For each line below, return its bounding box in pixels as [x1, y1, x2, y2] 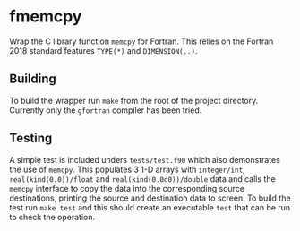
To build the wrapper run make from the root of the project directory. [9, 95, 259, 106]
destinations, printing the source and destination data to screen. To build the [9, 192, 291, 203]
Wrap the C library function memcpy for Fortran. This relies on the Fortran [9, 36, 274, 47]
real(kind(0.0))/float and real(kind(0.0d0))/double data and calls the [9, 173, 276, 184]
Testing [9, 131, 53, 146]
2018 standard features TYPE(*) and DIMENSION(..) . [9, 45, 198, 56]
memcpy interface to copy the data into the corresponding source [9, 183, 244, 193]
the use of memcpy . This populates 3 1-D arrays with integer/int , [9, 164, 245, 175]
